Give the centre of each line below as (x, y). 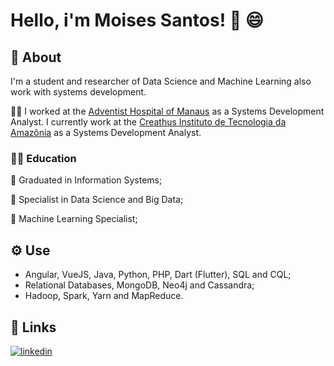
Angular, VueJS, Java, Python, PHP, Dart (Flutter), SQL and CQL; (158, 275)
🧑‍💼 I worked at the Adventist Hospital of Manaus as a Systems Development (167, 111)
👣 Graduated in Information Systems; (86, 180)
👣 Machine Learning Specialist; (74, 219)
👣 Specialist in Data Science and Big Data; (97, 200)
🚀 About (36, 57)
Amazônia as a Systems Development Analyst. (106, 132)
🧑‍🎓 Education (43, 158)
